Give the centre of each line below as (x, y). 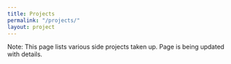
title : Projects (31, 14)
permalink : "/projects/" (44, 20)
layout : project (31, 27)
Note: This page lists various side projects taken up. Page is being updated (116, 47)
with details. (25, 54)
